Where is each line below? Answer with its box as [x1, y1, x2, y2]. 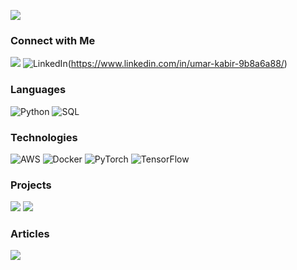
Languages [10, 83, 67, 97]
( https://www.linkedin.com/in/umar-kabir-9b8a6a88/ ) [67, 58, 288, 70]
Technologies [10, 130, 78, 144]
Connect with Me [10, 33, 96, 47]
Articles [10, 227, 50, 241]
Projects [10, 178, 52, 192]
